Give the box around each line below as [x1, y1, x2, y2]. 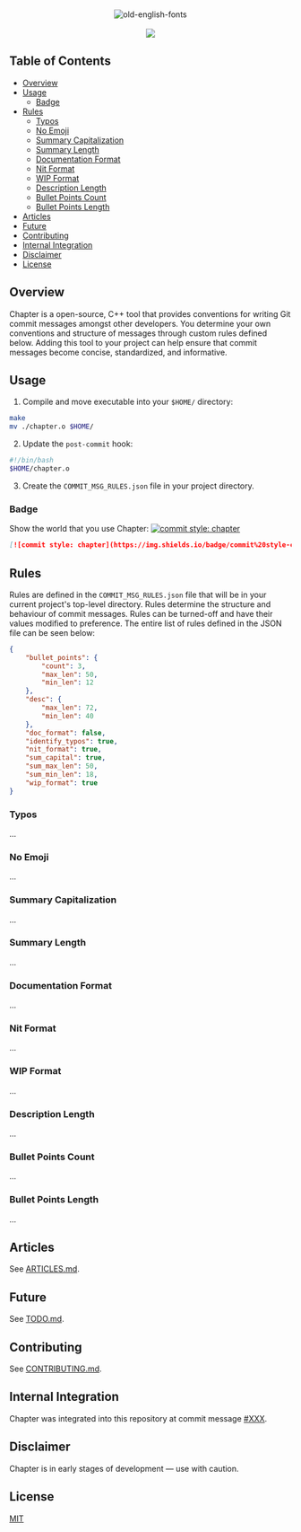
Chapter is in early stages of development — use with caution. [9, 1463, 239, 1474]
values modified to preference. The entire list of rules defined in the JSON [9, 618, 282, 629]
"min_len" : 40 [41, 711, 94, 720]
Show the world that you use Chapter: [9, 524, 150, 534]
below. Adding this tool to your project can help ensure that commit [9, 337, 258, 348]
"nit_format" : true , [25, 745, 102, 754]
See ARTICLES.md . [9, 1263, 81, 1274]
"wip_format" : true [25, 778, 99, 788]
